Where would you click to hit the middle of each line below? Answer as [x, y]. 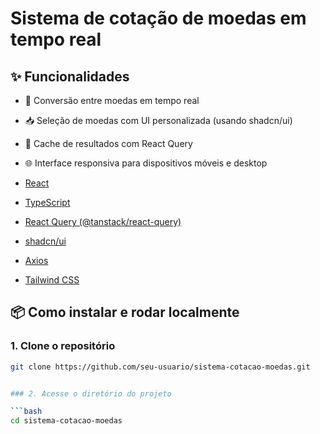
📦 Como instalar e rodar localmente [125, 312]
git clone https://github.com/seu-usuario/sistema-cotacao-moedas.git [160, 367]
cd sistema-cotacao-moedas [66, 421]
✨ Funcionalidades [70, 76]
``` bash [26, 412]
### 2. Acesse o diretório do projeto [91, 393]
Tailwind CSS [52, 280]
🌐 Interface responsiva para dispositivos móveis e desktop [146, 163]
